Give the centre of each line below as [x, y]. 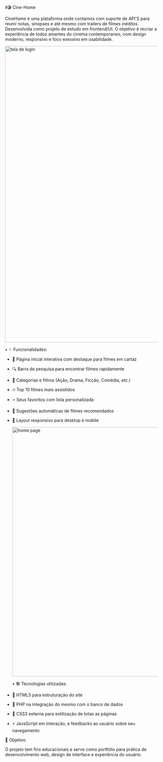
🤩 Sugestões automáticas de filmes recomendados [63, 411]
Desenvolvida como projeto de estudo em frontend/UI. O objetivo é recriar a [81, 29]
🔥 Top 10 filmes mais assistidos [43, 390]
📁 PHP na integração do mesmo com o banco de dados [67, 704]
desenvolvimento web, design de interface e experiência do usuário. [73, 754]
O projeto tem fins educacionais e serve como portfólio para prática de [76, 749]
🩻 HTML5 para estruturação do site [47, 695]
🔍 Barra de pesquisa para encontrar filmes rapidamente [68, 369]
